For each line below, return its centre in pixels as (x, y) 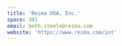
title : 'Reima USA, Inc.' (44, 13)
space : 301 (22, 20)
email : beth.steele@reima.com (50, 26)
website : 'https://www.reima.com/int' (62, 32)
